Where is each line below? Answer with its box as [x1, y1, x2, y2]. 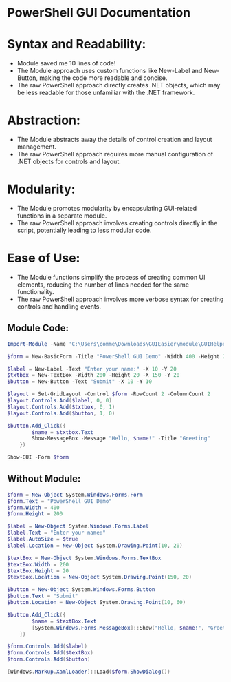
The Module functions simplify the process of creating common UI [16, 273, 206, 281]
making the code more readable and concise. [38, 74, 168, 82]
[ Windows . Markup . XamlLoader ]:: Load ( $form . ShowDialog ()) [7, 668, 170, 676]
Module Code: [7, 322, 69, 334]
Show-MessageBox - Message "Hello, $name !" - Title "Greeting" [32, 435, 211, 442]
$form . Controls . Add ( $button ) [7, 656, 91, 663]
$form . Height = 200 [7, 510, 63, 517]
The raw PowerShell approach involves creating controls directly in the [16, 219, 218, 227]
